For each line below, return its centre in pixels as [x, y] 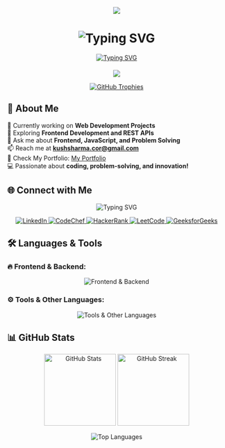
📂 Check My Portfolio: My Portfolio [57, 158]
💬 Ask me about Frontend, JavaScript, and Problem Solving [94, 140]
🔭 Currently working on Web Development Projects [81, 125]
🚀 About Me [33, 109]
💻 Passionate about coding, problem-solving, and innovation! [98, 166]
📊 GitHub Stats [41, 337]
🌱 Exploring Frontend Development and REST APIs [81, 133]
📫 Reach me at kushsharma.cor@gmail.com [73, 148]
